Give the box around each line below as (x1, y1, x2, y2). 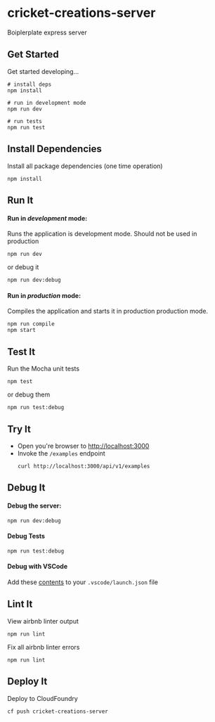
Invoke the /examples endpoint (17, 449, 105, 458)
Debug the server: (7, 501, 62, 510)
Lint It (7, 598, 33, 610)
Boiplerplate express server (7, 28, 87, 37)
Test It (7, 346, 36, 358)
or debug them (7, 390, 51, 399)
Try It (7, 423, 32, 435)
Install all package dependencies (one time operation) (7, 162, 163, 170)
